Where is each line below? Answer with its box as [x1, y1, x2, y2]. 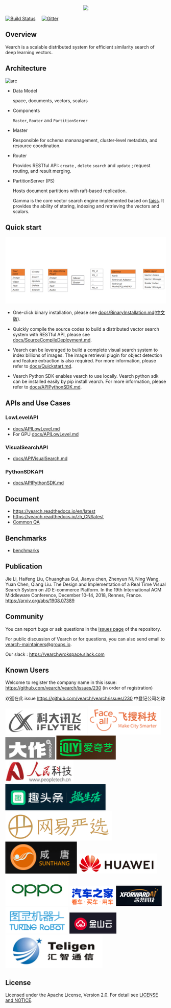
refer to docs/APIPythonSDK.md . [12, 384, 82, 390]
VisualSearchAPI [5, 444, 48, 451]
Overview [5, 30, 37, 39]
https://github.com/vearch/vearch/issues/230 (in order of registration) [5, 685, 153, 691]
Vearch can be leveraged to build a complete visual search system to [12, 347, 158, 353]
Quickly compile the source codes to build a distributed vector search [12, 326, 159, 332]
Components [12, 107, 40, 113]
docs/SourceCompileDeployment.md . [12, 337, 92, 343]
